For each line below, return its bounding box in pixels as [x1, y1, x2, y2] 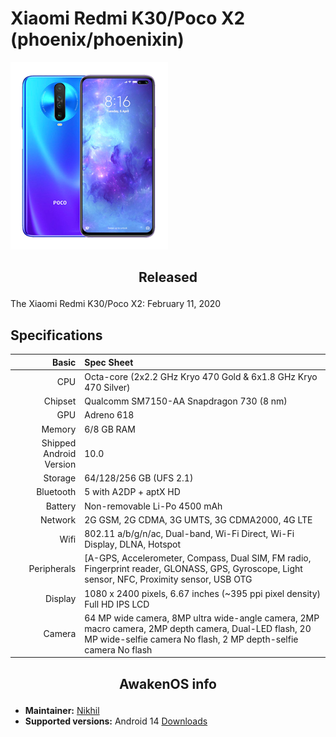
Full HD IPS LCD [84, 598, 150, 610]
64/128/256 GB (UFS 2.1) [84, 472, 194, 484]
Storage [43, 472, 77, 484]
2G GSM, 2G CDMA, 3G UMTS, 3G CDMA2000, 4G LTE [84, 513, 313, 526]
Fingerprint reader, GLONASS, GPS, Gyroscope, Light [84, 563, 303, 575]
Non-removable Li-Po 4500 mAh [84, 500, 223, 512]
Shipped [41, 437, 77, 449]
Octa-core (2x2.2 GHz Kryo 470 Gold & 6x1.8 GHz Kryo [84, 370, 318, 382]
